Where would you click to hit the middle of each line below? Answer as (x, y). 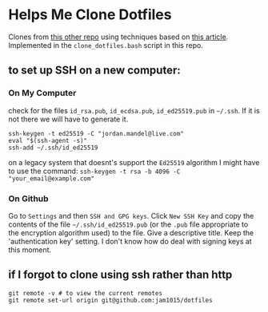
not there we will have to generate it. (68, 119)
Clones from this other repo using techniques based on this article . (118, 37)
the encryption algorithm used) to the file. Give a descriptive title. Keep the (131, 232)
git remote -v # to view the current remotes (85, 293)
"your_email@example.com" (51, 178)
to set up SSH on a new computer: (95, 71)
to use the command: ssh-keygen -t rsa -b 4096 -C (94, 171)
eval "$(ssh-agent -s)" (48, 140)
